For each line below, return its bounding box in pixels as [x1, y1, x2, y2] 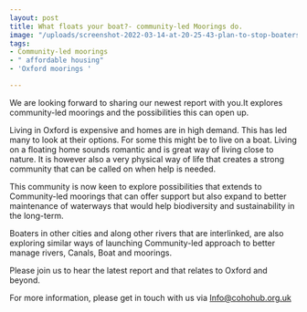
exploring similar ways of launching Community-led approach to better [9, 237, 276, 248]
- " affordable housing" [9, 56, 104, 65]
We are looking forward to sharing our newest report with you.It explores [9, 97, 283, 108]
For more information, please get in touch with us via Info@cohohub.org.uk [9, 292, 292, 303]
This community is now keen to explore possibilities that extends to [9, 181, 262, 192]
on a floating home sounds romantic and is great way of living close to [9, 143, 274, 155]
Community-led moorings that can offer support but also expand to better [9, 191, 287, 202]
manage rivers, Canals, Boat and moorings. [9, 247, 172, 258]
